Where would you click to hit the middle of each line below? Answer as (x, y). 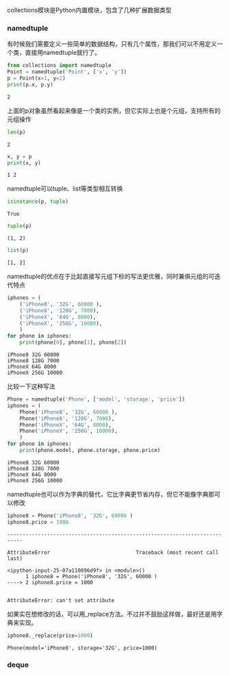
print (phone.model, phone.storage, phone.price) (90, 451)
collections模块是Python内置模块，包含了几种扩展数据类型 (89, 10)
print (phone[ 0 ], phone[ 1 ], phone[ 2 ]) (73, 342)
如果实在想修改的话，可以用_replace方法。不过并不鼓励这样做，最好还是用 (112, 614)
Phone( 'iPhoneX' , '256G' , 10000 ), (68, 431)
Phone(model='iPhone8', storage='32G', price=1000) (82, 648)
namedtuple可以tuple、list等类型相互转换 (65, 189)
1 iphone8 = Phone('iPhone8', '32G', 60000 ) (91, 576)
